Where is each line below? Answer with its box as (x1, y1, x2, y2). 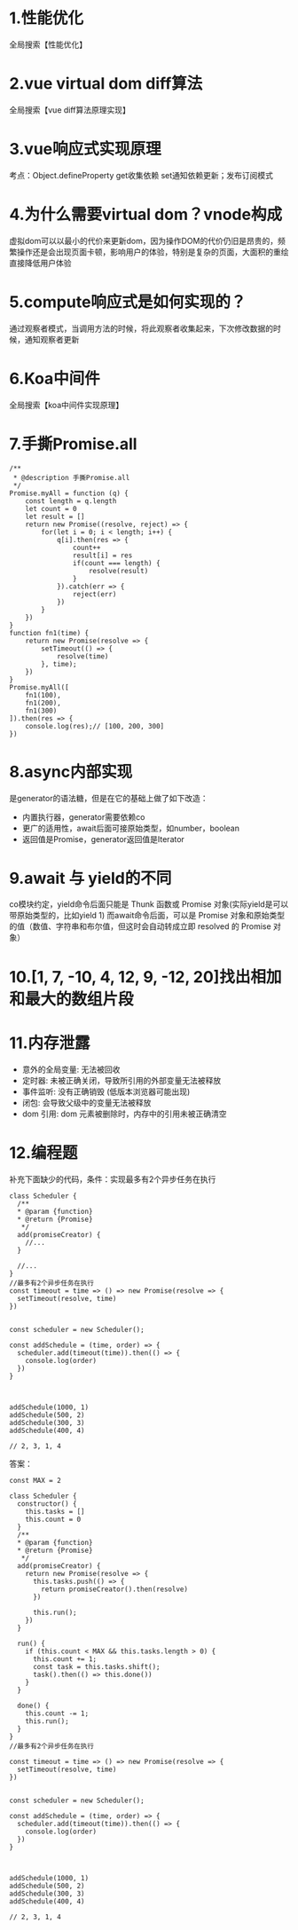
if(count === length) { (72, 558, 161, 568)
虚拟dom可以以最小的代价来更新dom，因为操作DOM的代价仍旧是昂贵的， (9, 235, 278, 246)
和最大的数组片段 (9, 989, 135, 1009)
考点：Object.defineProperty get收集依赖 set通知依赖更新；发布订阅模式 (9, 169, 273, 180)
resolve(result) (88, 566, 149, 575)
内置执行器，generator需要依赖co (21, 811, 145, 822)
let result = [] (25, 512, 86, 521)
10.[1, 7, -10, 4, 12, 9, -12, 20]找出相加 (9, 966, 282, 987)
